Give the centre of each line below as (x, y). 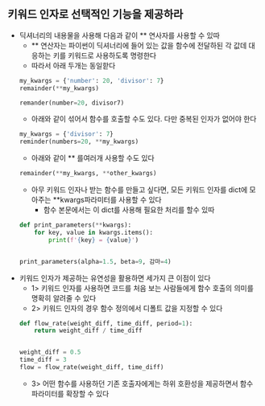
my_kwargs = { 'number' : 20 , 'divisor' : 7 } (91, 80)
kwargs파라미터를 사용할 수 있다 (111, 200)
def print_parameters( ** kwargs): (75, 225)
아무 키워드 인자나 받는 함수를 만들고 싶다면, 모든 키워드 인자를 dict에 (139, 190)
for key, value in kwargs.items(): (94, 232)
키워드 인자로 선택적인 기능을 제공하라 (95, 14)
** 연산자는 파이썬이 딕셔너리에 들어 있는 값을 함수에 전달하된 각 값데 (139, 45)
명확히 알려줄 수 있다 (64, 298)
